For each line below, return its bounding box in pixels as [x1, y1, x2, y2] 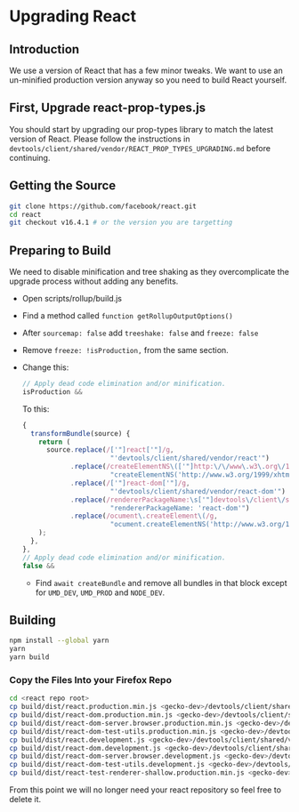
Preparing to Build [9, 243, 111, 258]
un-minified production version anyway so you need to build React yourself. [9, 75, 287, 85]
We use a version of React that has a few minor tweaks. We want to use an [9, 65, 283, 76]
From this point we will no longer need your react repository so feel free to [9, 784, 282, 795]
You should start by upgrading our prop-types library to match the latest [9, 124, 274, 134]
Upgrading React [9, 6, 137, 27]
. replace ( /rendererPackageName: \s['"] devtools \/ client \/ [69, 495, 287, 504]
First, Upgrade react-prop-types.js [9, 100, 206, 116]
